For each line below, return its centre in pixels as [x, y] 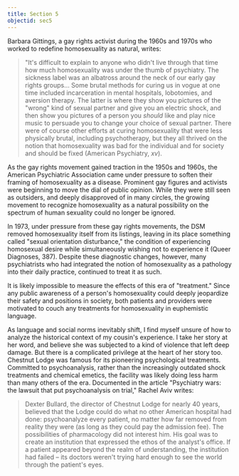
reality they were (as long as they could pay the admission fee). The [124, 426]
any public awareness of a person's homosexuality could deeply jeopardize [118, 293]
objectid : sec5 [30, 21]
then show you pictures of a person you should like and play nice [120, 115]
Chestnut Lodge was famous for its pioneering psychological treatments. [114, 360]
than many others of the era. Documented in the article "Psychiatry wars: [115, 383]
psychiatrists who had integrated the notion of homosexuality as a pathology [119, 264]
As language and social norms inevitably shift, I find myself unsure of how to [119, 329]
